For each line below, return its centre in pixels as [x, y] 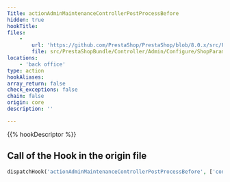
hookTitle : [23, 26]
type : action [26, 70]
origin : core [26, 103]
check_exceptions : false [42, 90]
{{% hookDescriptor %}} [42, 134]
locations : [23, 58]
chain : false [26, 96]
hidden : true [26, 20]
